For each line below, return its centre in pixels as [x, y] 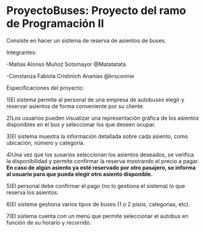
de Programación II [55, 24]
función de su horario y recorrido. [49, 222]
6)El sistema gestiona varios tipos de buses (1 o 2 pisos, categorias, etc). [98, 204]
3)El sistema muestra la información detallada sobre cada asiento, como [97, 136]
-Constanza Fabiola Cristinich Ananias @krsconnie [70, 76]
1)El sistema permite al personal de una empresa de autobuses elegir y [95, 100]
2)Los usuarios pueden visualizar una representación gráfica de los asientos [102, 118]
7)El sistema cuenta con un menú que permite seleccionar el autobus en [97, 216]
